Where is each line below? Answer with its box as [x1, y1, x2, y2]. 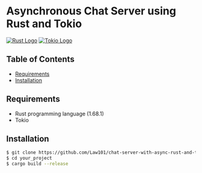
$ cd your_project [6, 155, 52, 162]
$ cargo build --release [6, 161, 69, 167]
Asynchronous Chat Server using [6, 4, 176, 18]
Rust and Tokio [6, 17, 82, 31]
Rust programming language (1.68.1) [14, 110, 104, 117]
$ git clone [6, 150, 36, 156]
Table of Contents [6, 54, 75, 64]
